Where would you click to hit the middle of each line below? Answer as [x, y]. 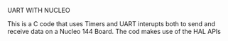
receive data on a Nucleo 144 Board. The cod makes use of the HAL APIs [114, 31]
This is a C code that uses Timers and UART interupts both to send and [111, 24]
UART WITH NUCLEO [39, 10]
